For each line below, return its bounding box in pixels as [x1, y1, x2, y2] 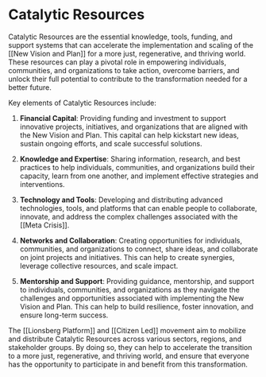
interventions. [19, 179, 65, 188]
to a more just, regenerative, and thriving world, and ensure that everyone [8, 351, 250, 360]
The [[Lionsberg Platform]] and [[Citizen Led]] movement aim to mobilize [8, 325, 246, 335]
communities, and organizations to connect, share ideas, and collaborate [19, 244, 258, 254]
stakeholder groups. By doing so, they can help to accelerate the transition [8, 342, 253, 352]
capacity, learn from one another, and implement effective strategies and [19, 171, 259, 181]
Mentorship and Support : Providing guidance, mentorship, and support [19, 276, 255, 286]
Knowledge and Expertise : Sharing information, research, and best [19, 154, 241, 164]
